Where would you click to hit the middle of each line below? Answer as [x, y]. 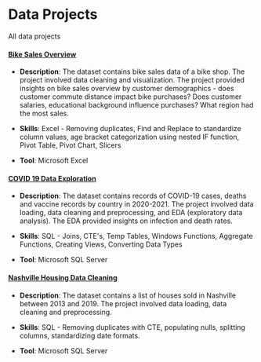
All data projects [34, 36]
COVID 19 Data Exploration [52, 178]
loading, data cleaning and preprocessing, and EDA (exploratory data [131, 213]
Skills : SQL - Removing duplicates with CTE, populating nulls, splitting [132, 327]
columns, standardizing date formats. [80, 335]
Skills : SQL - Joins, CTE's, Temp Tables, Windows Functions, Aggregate [136, 236]
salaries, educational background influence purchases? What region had [136, 105]
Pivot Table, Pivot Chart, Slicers [70, 145]
